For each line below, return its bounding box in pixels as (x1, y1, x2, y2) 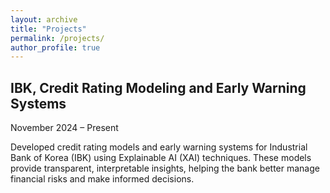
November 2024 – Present (10, 122, 119, 134)
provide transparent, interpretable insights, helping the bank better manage (10, 162, 320, 175)
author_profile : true (10, 42, 101, 53)
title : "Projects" (10, 24, 87, 34)
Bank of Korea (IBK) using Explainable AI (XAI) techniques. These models (10, 152, 312, 164)
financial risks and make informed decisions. (10, 173, 195, 185)
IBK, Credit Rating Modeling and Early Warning (10, 79, 307, 96)
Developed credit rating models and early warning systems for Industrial (10, 141, 308, 153)
